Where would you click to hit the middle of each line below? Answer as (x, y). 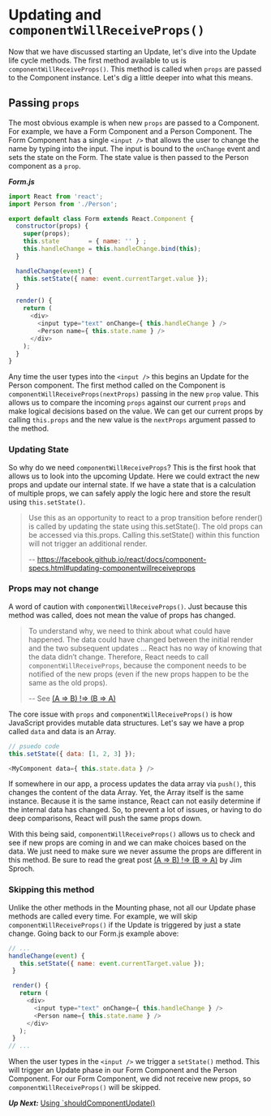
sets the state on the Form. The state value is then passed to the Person (129, 157)
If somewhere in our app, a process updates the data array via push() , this (132, 784)
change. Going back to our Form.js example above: (94, 933)
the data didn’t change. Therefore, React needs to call (118, 656)
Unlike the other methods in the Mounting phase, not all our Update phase (132, 907)
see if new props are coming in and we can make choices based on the (127, 843)
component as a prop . (45, 166)
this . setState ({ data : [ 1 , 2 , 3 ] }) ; (72, 754)
